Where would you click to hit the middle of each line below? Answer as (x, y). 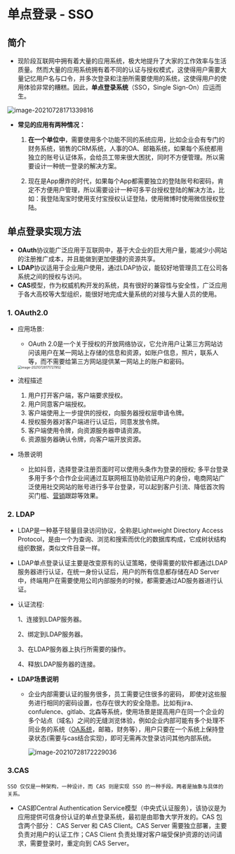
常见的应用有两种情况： (51, 125)
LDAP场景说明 (38, 679)
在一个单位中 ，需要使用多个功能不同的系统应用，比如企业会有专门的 (126, 139)
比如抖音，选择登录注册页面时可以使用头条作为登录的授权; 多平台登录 (128, 470)
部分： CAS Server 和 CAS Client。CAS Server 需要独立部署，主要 (132, 825)
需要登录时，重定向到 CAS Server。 (81, 843)
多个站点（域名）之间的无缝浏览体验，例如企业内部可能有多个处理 (123, 721)
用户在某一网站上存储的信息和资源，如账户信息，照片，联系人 (129, 353)
